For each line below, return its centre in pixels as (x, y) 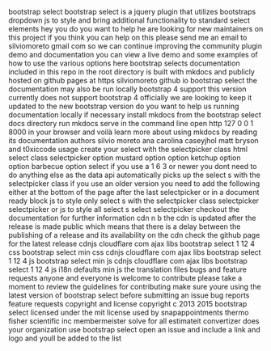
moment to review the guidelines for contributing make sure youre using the (135, 287)
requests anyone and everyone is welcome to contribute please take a (125, 278)
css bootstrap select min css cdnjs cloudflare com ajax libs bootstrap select (135, 252)
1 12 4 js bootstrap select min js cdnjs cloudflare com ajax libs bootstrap (128, 261)
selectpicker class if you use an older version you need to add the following (134, 184)
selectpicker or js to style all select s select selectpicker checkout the (124, 209)
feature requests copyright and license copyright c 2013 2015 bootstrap (128, 304)
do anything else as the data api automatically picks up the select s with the (134, 175)
